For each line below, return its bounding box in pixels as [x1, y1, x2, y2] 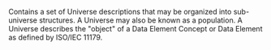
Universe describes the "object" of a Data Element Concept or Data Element [8, 24, 263, 33]
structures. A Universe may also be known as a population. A [39, 15, 243, 25]
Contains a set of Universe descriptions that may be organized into [8, 7, 232, 16]
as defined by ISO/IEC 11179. [8, 32, 103, 42]
